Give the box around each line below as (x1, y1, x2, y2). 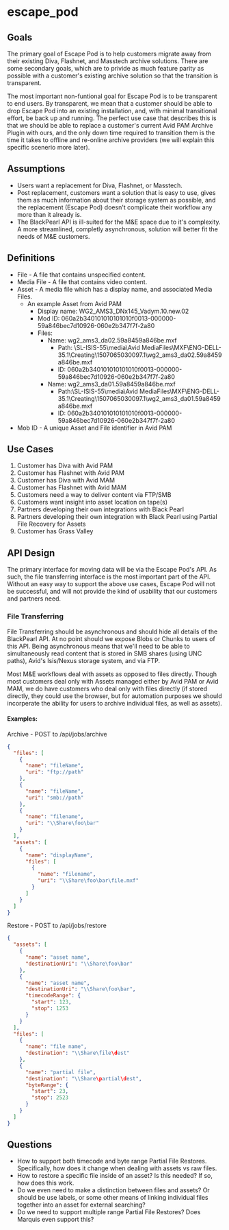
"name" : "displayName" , (25, 852, 94, 859)
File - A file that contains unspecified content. (16, 270, 146, 279)
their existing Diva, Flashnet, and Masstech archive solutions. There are (7, 57, 208, 65)
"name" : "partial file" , (25, 1069, 96, 1076)
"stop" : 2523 (31, 1094, 69, 1102)
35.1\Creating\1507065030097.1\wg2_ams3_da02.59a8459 (57, 351, 222, 359)
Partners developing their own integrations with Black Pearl (16, 505, 185, 513)
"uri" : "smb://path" (25, 794, 84, 801)
